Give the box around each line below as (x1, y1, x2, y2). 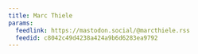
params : (8, 19, 34, 27)
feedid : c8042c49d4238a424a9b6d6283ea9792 (15, 33, 158, 42)
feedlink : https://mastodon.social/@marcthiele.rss (15, 26, 191, 34)
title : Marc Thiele (8, 11, 73, 20)
